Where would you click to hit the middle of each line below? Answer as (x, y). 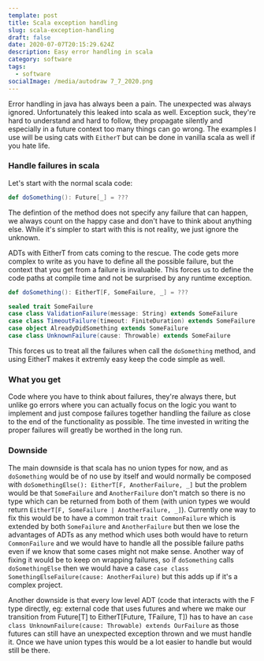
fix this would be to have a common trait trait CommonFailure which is (122, 518)
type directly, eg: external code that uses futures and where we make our (127, 608)
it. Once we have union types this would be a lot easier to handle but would (130, 641)
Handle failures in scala (54, 166)
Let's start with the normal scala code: (71, 183)
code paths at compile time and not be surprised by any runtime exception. (130, 278)
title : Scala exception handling (63, 23)
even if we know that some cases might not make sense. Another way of (126, 551)
